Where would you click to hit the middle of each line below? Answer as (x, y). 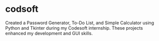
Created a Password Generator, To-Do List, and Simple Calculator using (80, 23)
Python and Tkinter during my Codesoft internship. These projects (74, 28)
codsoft (22, 9)
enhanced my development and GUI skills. (49, 33)
